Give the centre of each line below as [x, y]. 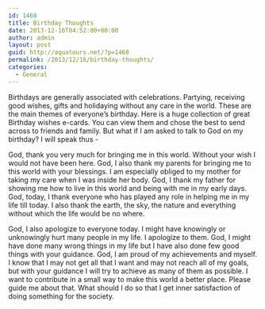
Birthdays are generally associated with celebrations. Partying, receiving [127, 97]
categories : [28, 67]
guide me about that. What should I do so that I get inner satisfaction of [125, 288]
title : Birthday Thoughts [51, 23]
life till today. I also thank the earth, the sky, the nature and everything [122, 205]
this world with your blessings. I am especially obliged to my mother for [125, 171]
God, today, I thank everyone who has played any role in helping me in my [129, 196]
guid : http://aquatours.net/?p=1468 [69, 52]
